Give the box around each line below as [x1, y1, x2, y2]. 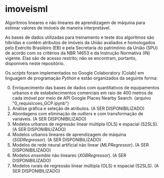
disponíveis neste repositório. [5, 60, 65, 66]
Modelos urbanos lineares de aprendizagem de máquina [12, 131, 126, 137]
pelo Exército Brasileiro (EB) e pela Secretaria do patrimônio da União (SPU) [5, 45, 158, 51]
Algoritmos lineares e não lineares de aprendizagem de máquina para [5, 20, 145, 25]
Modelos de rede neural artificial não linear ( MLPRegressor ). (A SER [12, 142, 149, 148]
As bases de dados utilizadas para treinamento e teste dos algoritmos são [5, 34, 154, 40]
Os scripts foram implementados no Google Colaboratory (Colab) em [5, 70, 144, 76]
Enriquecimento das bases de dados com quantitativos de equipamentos [12, 84, 160, 90]
